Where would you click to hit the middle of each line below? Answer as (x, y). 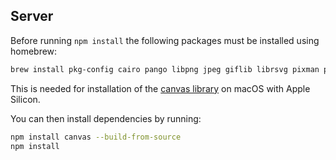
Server (32, 16)
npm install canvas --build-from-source (96, 137)
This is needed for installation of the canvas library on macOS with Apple (160, 88)
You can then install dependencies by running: (106, 118)
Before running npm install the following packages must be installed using (165, 40)
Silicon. (25, 99)
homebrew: (34, 51)
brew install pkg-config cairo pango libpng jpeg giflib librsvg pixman (165, 69)
